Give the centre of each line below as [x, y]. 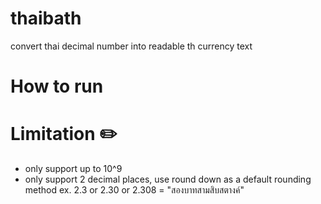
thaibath [46, 18]
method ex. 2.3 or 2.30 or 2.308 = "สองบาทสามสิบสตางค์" [134, 190]
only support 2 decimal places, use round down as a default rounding [168, 179]
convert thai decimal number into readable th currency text [131, 46]
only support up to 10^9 [73, 169]
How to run [57, 86]
